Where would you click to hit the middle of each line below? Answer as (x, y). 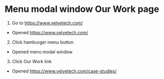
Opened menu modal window (42, 52)
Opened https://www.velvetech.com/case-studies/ (64, 71)
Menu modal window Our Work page (82, 9)
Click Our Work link (32, 61)
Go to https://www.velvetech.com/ (47, 23)
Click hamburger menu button (43, 42)
